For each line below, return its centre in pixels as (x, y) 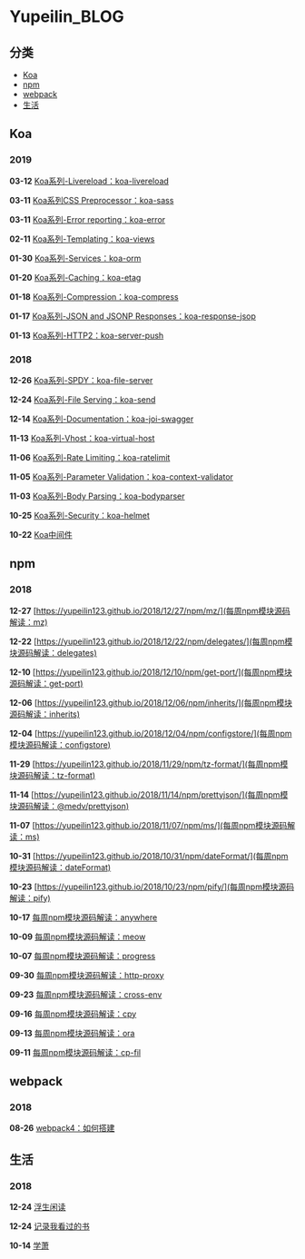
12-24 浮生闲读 (38, 1207)
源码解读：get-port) (46, 683)
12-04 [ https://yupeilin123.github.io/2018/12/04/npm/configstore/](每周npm (151, 733)
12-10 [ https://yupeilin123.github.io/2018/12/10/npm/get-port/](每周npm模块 (151, 672)
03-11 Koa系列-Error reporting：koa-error (88, 219)
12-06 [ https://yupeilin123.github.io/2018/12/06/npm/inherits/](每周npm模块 (151, 702)
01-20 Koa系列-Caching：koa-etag (75, 277)
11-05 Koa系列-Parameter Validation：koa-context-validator (122, 476)
